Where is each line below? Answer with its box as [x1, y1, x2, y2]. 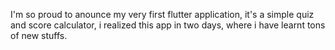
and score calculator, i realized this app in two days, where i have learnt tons [10, 19, 326, 31]
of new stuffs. [10, 30, 68, 41]
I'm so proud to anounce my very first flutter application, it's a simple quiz [10, 9, 315, 20]
